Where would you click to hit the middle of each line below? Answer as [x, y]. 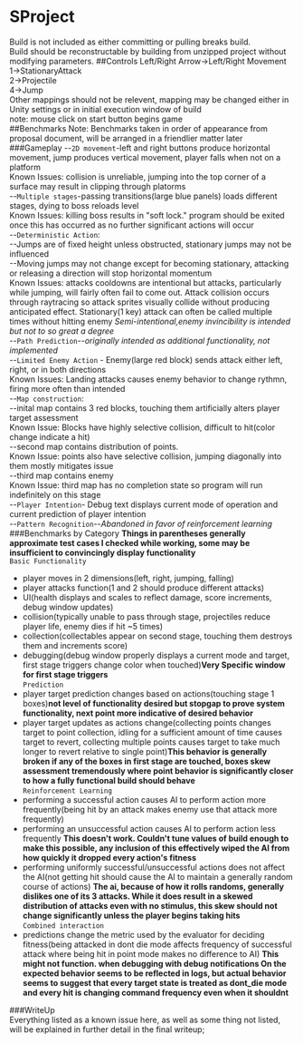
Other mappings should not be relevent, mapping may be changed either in [149, 99]
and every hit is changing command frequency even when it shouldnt [156, 992]
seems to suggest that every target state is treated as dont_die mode [155, 982]
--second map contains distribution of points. [94, 446]
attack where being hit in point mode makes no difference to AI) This [151, 953]
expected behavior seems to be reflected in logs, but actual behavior [154, 973]
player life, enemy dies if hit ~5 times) [93, 626]
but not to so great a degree [62, 331]
